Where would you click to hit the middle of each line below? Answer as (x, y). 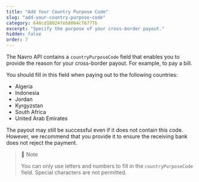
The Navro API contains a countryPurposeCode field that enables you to (93, 57)
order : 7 (17, 40)
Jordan (24, 99)
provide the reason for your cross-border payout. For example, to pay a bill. (99, 63)
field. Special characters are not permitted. (74, 172)
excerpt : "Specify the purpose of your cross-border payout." (85, 29)
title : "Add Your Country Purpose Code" (58, 12)
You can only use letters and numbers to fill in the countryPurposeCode (107, 166)
